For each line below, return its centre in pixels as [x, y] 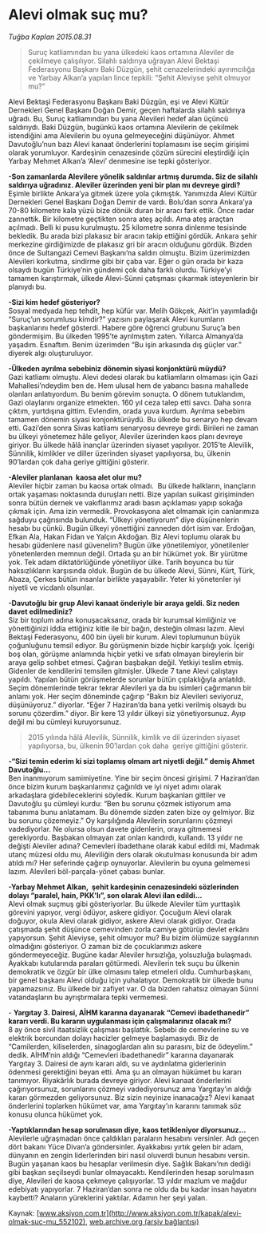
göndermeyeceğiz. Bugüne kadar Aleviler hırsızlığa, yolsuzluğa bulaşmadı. [130, 955]
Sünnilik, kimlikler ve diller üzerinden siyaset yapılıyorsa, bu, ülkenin [120, 453]
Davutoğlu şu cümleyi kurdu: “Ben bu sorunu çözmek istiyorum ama [120, 803]
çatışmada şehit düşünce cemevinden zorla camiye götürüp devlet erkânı [129, 929]
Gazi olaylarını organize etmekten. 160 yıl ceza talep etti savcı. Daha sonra [130, 402]
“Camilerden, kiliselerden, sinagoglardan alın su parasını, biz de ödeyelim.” [130, 1046]
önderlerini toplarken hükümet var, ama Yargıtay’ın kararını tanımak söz [125, 1105]
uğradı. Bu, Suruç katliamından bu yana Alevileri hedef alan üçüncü [118, 118]
